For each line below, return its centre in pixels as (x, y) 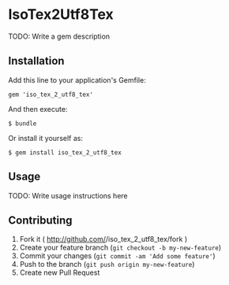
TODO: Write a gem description (59, 36)
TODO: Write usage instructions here (68, 195)
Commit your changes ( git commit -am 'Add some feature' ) (117, 256)
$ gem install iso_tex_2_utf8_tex (65, 152)
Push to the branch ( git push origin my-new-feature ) (107, 265)
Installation (36, 61)
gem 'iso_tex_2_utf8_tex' (51, 94)
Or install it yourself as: (45, 138)
